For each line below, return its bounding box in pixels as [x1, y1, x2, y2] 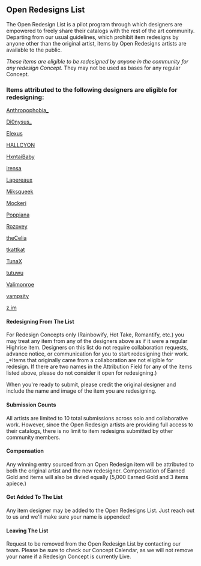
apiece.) [6, 480, 27, 487]
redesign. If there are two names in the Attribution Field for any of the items [6, 363, 193, 371]
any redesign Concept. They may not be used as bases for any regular [6, 64, 181, 71]
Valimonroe [6, 281, 35, 288]
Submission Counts [6, 401, 56, 408]
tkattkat [6, 246, 25, 254]
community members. [6, 433, 61, 441]
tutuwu [6, 269, 24, 276]
